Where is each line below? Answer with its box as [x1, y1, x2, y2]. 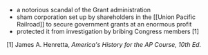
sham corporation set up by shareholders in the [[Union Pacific [16, 13, 196, 21]
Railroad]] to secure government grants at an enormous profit [16, 20, 192, 28]
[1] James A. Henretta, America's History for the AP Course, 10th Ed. [6, 41, 202, 48]
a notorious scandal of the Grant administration [16, 6, 151, 14]
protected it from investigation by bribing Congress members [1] [16, 27, 200, 35]
